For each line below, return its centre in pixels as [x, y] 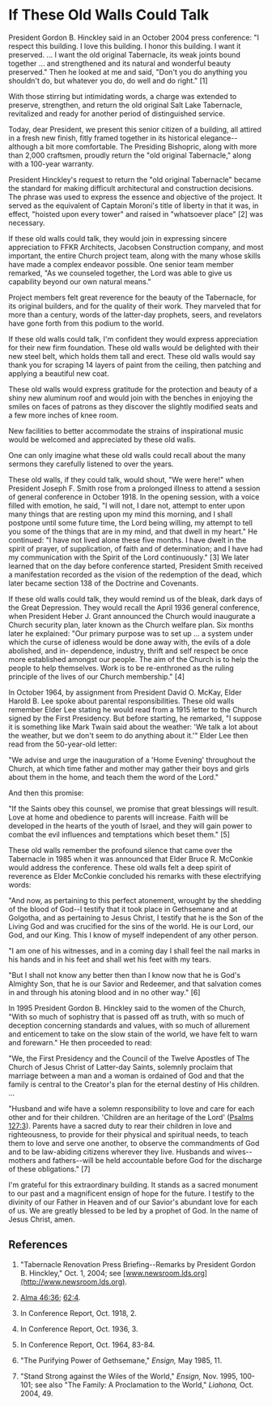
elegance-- [219, 138]
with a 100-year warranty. [51, 163]
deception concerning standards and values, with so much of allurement [129, 1025]
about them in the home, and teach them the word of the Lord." [114, 777]
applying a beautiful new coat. [59, 373]
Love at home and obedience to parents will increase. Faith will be [119, 817]
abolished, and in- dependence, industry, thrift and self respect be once [128, 651]
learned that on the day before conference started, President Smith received [136, 565]
